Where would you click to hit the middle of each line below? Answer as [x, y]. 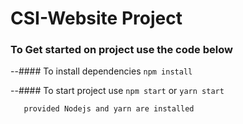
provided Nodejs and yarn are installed [109, 109]
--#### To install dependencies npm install [101, 71]
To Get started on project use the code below [121, 50]
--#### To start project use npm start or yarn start [117, 91]
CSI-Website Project [96, 18]
